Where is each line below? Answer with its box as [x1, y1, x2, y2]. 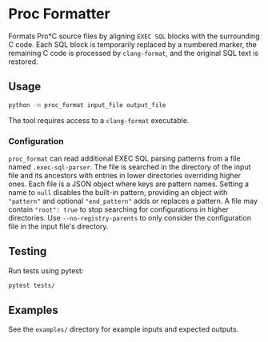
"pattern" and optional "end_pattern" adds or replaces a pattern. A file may [8, 196, 258, 205]
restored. [8, 57, 38, 66]
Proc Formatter [8, 5, 110, 23]
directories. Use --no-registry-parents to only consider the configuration [8, 213, 252, 222]
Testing [8, 245, 47, 258]
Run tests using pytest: [8, 265, 84, 276]
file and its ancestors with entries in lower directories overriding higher [8, 170, 242, 180]
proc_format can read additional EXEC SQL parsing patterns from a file [8, 153, 241, 163]
